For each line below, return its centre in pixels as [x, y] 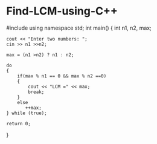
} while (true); [27, 113]
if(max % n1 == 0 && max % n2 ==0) [62, 76]
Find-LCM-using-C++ [62, 11]
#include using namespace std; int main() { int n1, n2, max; [79, 28]
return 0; [19, 123]
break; [36, 92]
